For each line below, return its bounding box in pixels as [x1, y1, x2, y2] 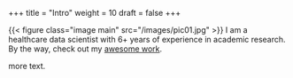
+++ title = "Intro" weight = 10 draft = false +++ [8, 8, 181, 18]
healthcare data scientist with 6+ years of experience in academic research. [8, 35, 286, 44]
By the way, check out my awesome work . [8, 43, 163, 54]
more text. [8, 61, 46, 71]
